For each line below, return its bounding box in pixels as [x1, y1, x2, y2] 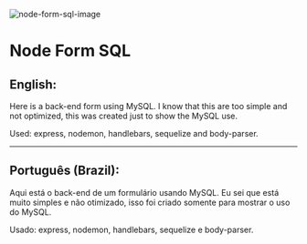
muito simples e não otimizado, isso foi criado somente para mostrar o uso [9, 197, 291, 208]
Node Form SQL [9, 41, 131, 61]
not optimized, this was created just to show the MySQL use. [9, 110, 238, 121]
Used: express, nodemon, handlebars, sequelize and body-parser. [9, 128, 259, 138]
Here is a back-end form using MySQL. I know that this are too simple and [9, 101, 288, 111]
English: [9, 76, 58, 92]
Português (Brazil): [9, 163, 121, 178]
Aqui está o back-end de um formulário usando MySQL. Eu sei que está [9, 187, 280, 198]
